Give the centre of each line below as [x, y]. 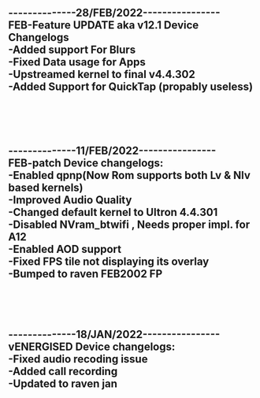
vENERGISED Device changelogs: [92, 346]
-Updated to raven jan [63, 383]
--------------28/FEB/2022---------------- [114, 13]
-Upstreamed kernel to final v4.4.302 [102, 74]
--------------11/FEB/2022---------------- [112, 150]
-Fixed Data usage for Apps [77, 62]
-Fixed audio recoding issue [78, 359]
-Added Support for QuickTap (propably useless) [131, 87]
